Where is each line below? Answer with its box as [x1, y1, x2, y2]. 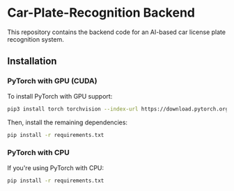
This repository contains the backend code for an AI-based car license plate [7, 28, 226, 36]
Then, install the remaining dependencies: [7, 118, 127, 126]
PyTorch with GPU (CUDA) [7, 76, 97, 86]
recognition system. [7, 35, 64, 43]
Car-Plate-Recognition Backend [7, 5, 195, 21]
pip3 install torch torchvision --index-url [7, 106, 139, 113]
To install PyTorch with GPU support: [7, 92, 113, 100]
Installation [7, 56, 57, 67]
